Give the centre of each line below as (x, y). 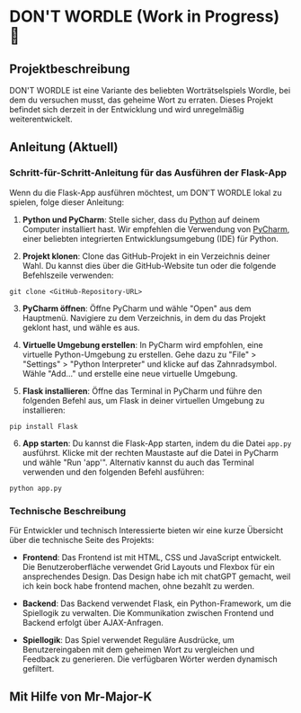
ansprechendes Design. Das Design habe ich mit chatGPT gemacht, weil (156, 576)
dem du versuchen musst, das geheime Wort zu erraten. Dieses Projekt (142, 100)
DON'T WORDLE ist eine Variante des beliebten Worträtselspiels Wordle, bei (150, 90)
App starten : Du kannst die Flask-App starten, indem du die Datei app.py (157, 443)
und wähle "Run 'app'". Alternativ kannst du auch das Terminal (138, 462)
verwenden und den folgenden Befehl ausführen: (113, 472)
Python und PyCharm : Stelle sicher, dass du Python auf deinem (141, 219)
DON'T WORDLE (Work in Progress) (145, 17)
